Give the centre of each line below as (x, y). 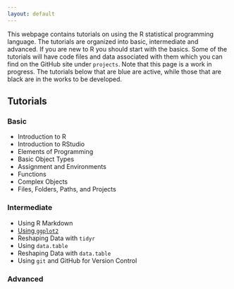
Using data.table (43, 245)
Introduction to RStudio (51, 144)
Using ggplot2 (38, 230)
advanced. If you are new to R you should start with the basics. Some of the (117, 49)
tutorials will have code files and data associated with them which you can (115, 57)
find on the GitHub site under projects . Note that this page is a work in (110, 64)
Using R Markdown (45, 223)
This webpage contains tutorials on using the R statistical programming (110, 34)
